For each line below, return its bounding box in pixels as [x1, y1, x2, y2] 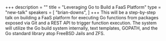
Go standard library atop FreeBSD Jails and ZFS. [5, 31, 105, 36]
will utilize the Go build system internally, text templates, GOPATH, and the [5, 25, 158, 31]
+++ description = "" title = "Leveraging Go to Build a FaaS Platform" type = [5, 4, 161, 10]
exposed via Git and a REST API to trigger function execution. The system [5, 20, 157, 26]
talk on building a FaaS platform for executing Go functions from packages [5, 15, 159, 20]
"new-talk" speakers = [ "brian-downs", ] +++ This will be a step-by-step [5, 9, 156, 15]
